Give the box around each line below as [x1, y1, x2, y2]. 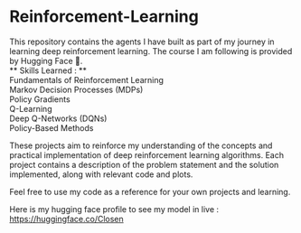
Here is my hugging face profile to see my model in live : [9, 203, 220, 214]
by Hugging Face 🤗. [9, 55, 83, 66]
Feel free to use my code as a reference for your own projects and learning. [9, 186, 291, 197]
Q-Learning [9, 103, 52, 114]
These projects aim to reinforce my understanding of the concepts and [9, 140, 273, 151]
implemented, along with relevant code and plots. [9, 169, 193, 180]
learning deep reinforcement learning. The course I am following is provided [9, 45, 293, 56]
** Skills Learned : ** [9, 65, 88, 76]
